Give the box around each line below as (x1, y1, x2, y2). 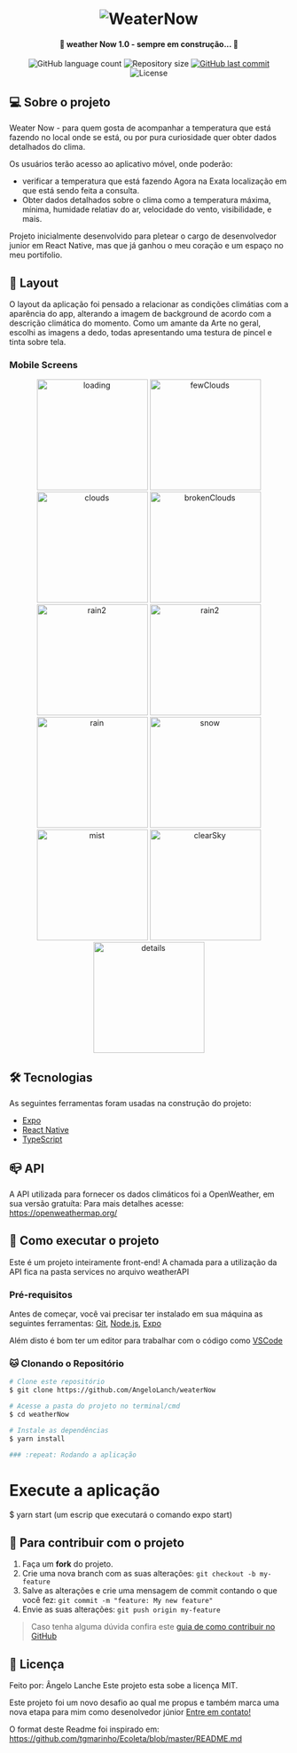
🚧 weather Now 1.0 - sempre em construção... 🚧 (59, 38, 239, 49)
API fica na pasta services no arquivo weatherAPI (9, 1266, 190, 1277)
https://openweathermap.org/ (9, 1207, 118, 1218)
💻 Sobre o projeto (9, 94, 111, 110)
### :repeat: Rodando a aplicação (9, 1450, 137, 1459)
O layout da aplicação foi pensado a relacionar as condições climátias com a (9, 299, 289, 310)
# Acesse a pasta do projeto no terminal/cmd (9, 1402, 180, 1411)
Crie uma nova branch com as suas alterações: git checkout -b (21, 1568, 256, 1579)
